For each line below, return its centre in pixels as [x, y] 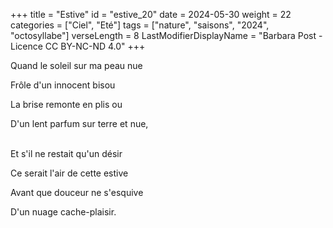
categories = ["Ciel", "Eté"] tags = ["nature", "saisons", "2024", [140, 25]
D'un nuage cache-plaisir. [63, 212]
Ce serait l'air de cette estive [69, 173]
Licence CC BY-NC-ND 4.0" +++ [78, 46]
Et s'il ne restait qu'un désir [66, 153]
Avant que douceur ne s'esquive [77, 192]
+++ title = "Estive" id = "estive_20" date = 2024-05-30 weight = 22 [151, 14]
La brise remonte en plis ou [66, 104]
